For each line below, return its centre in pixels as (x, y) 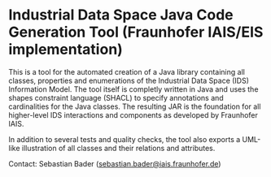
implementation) (66, 50)
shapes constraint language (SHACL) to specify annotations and (116, 97)
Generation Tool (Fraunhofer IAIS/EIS (136, 32)
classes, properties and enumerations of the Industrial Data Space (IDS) (129, 80)
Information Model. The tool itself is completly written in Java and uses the (133, 89)
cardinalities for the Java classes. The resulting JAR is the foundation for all (135, 106)
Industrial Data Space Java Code (121, 15)
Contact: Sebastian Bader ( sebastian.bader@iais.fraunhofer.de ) (115, 163)
